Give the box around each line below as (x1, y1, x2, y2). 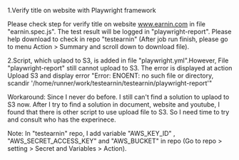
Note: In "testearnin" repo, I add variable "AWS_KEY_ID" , (7, 129, 176, 137)
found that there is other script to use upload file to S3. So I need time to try (7, 108, 230, 116)
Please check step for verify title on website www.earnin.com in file (7, 20, 205, 28)
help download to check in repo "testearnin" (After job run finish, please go (7, 35, 228, 43)
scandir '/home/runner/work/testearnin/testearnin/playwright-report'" (7, 79, 213, 87)
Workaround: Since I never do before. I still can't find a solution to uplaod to (7, 92, 230, 101)
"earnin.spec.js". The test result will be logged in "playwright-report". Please (7, 28, 232, 36)
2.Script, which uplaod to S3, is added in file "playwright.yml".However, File (7, 56, 229, 65)
